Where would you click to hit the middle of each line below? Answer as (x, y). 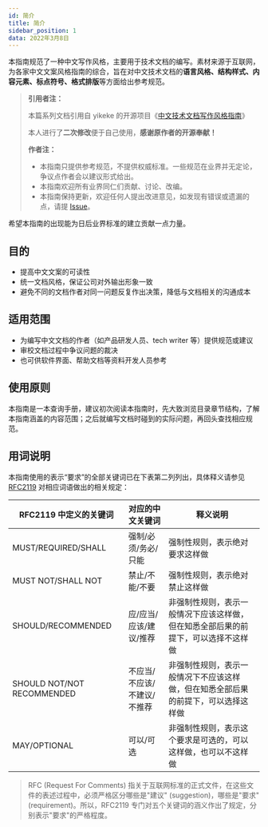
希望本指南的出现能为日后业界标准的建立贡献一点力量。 (99, 224)
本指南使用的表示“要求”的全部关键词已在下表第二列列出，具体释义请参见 (127, 477)
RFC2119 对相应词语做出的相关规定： (69, 487)
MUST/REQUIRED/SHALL (59, 547)
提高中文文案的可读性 (55, 272)
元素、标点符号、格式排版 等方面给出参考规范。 (92, 82)
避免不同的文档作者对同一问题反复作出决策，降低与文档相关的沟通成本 (135, 292)
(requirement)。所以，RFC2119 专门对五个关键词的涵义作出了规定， (138, 805)
